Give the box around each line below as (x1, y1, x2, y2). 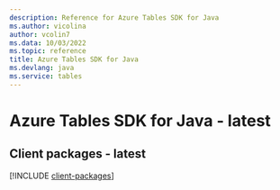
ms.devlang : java (9, 64, 75, 73)
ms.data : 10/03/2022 (9, 38, 87, 48)
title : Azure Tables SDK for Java (9, 55, 140, 64)
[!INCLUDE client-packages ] (9, 170, 114, 181)
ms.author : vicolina (9, 22, 87, 31)
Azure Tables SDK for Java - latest (9, 110, 272, 131)
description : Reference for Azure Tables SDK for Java (9, 13, 220, 23)
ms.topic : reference (9, 47, 87, 56)
